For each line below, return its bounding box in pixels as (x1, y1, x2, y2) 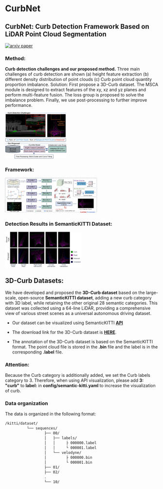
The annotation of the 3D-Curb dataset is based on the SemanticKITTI (12, 338, 153, 344)
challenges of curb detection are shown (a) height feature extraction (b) (5, 71, 149, 77)
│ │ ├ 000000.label (44, 441, 97, 446)
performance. (5, 102, 33, 108)
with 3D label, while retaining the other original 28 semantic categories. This (5, 300, 158, 306)
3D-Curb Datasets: (5, 276, 64, 285)
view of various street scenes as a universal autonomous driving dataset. (5, 310, 152, 316)
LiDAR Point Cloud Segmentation (5, 30, 107, 38)
